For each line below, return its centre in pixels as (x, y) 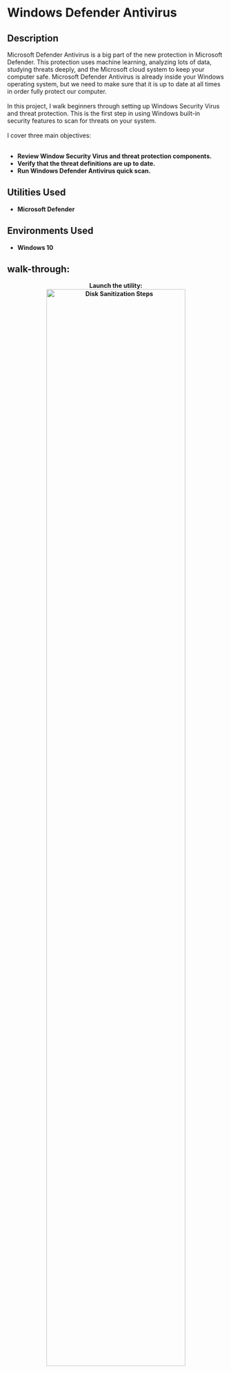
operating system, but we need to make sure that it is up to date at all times (114, 84)
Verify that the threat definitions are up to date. (86, 163)
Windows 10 (35, 247)
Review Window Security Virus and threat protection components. (114, 156)
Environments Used (50, 231)
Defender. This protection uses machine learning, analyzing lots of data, (109, 62)
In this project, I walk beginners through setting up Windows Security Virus (113, 106)
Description (33, 38)
